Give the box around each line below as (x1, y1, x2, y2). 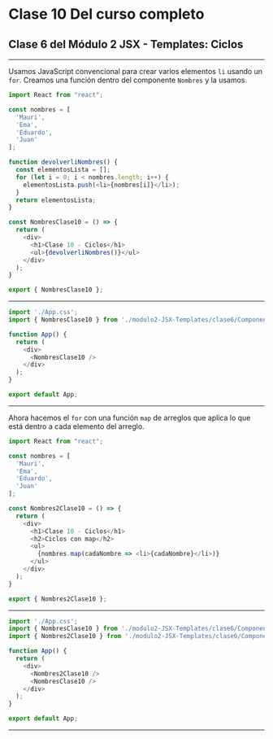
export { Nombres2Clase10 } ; (8, 595, 107, 603)
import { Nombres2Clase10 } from (8, 632, 122, 641)
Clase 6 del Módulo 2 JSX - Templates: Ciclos (8, 37, 244, 51)
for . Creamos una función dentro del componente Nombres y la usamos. (8, 75, 248, 85)
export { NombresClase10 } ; (8, 286, 104, 294)
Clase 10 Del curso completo (8, 5, 205, 24)
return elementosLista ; (15, 196, 96, 204)
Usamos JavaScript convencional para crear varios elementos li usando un (8, 67, 262, 76)
